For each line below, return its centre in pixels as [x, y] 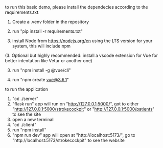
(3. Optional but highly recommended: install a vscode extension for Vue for [81, 55]
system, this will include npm [41, 46]
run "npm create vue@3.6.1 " [40, 80]
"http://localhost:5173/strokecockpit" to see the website [68, 140]
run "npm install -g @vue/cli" [41, 70]
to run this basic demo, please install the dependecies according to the [77, 7]
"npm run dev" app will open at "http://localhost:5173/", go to [74, 135]
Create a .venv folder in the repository [50, 22]
